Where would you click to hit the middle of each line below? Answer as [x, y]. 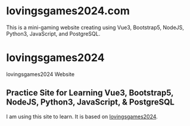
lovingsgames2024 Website [41, 74]
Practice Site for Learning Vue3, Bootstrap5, [90, 93]
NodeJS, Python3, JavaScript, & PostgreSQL [90, 102]
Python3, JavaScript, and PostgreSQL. [53, 33]
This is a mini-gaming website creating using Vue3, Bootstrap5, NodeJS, [95, 27]
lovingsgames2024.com [68, 11]
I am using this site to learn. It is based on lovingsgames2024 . [82, 116]
